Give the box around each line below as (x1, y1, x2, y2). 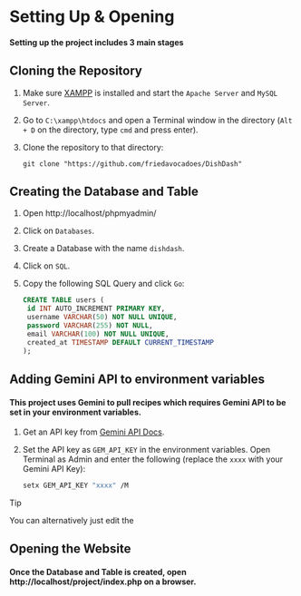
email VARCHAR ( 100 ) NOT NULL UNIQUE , (26, 329, 170, 338)
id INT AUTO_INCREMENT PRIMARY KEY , (26, 304, 166, 314)
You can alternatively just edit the (9, 515, 134, 525)
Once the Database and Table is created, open (9, 566, 188, 577)
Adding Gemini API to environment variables (9, 371, 266, 386)
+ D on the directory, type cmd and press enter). (22, 124, 199, 135)
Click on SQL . (22, 260, 71, 271)
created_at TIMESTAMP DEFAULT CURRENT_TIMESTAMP (26, 337, 215, 347)
